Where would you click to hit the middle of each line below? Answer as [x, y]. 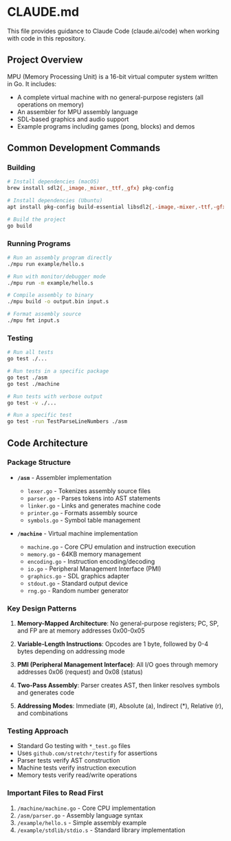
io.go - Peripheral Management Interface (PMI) [94, 569]
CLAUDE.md [43, 12]
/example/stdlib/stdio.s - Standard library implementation [101, 830]
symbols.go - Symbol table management [84, 520]
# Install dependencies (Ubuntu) [55, 201]
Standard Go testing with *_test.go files [74, 746]
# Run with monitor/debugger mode [57, 276]
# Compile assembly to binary [51, 295]
